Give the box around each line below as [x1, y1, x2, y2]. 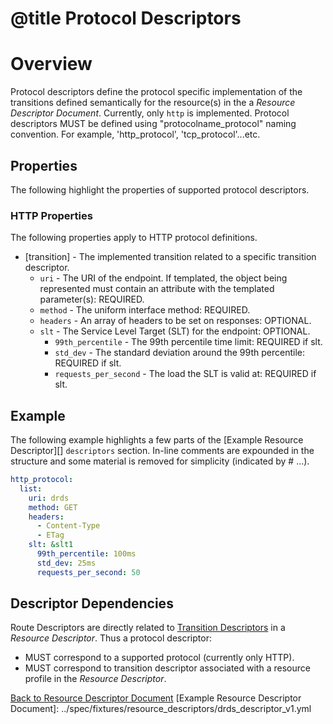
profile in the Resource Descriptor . [24, 673, 167, 685]
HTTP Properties [10, 208, 93, 222]
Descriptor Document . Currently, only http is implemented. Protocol [10, 107, 290, 119]
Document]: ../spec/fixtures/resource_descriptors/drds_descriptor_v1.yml [10, 703, 312, 715]
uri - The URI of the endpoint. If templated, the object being [39, 272, 288, 284]
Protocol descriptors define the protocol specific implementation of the [10, 86, 303, 98]
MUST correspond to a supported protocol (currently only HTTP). [24, 652, 295, 664]
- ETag [36, 530, 65, 541]
